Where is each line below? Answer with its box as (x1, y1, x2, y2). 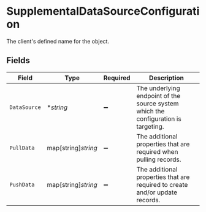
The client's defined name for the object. (6, 37, 109, 45)
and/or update (136, 188, 178, 197)
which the (136, 107, 165, 115)
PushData (9, 181, 35, 188)
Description (149, 74, 184, 82)
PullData (9, 144, 35, 151)
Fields (6, 55, 31, 66)
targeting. (136, 122, 164, 131)
